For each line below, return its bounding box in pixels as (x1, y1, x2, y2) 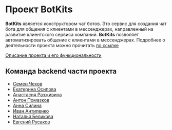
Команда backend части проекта (5, 67, 117, 76)
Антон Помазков (12, 97, 50, 103)
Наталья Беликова (12, 113, 53, 119)
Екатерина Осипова (12, 86, 56, 92)
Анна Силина (12, 102, 42, 109)
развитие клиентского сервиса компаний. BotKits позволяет (5, 31, 139, 37)
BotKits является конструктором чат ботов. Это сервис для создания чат (5, 20, 167, 27)
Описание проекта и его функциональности (5, 52, 102, 58)
